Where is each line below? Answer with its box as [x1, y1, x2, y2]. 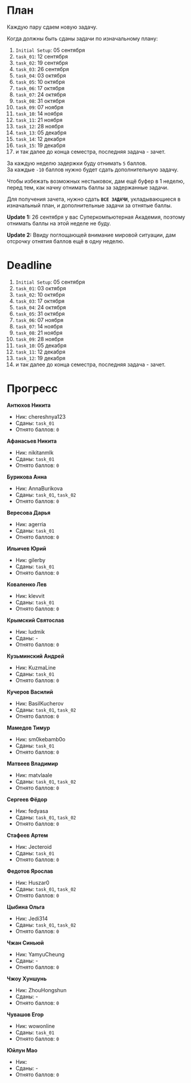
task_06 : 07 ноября [15, 316, 64, 323]
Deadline [7, 259, 53, 272]
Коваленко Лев [7, 581, 47, 588]
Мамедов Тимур [7, 724, 50, 731]
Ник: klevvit [15, 592, 45, 599]
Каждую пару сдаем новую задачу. [7, 23, 98, 30]
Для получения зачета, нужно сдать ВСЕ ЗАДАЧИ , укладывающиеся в [7, 195, 181, 203]
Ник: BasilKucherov [15, 699, 64, 707]
